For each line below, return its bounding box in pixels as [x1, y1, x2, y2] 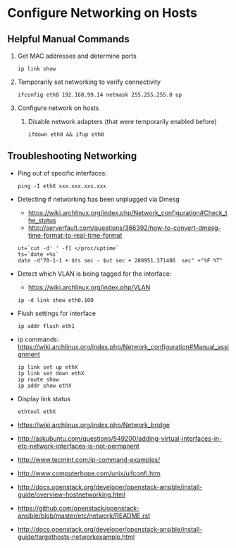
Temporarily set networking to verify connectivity [17, 78, 161, 86]
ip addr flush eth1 [17, 322, 75, 329]
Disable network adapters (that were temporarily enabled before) [27, 118, 217, 126]
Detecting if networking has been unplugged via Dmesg [17, 195, 180, 203]
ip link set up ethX [17, 363, 78, 371]
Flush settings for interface [17, 309, 97, 317]
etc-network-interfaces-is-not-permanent [17, 442, 139, 450]
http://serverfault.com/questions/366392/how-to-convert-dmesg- [27, 224, 221, 232]
